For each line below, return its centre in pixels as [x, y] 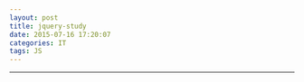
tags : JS [26, 51]
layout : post [34, 18]
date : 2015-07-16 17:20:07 [60, 34]
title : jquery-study [48, 26]
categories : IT [38, 43]
